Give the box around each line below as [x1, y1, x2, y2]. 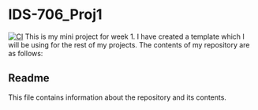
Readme [8, 71, 50, 85]
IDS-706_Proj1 [8, 6, 103, 24]
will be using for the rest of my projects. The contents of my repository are [8, 40, 250, 49]
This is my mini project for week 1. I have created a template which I [24, 32, 245, 41]
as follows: [8, 48, 43, 58]
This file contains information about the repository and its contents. [8, 93, 227, 102]
